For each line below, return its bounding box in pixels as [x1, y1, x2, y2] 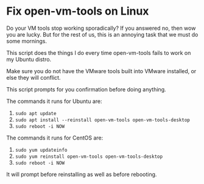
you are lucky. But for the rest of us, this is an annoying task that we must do [6, 30, 199, 38]
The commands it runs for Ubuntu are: [6, 97, 102, 105]
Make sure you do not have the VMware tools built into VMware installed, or [6, 67, 197, 74]
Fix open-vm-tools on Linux [6, 4, 149, 18]
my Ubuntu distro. [6, 55, 52, 63]
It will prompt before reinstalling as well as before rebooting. [6, 171, 157, 178]
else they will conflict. [6, 74, 61, 81]
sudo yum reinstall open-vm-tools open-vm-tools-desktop [15, 154, 163, 160]
